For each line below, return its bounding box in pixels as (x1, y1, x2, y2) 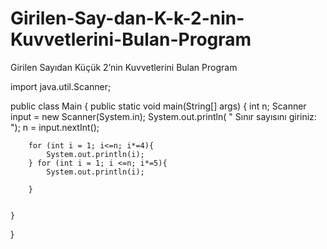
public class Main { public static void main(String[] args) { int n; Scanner (10, 100, 307, 112)
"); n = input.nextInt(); (10, 121, 100, 133)
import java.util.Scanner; (10, 80, 112, 92)
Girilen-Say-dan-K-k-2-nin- (10, 7, 245, 30)
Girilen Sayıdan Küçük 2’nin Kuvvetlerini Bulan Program (10, 61, 238, 73)
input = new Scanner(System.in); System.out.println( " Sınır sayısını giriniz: (10, 110, 317, 122)
